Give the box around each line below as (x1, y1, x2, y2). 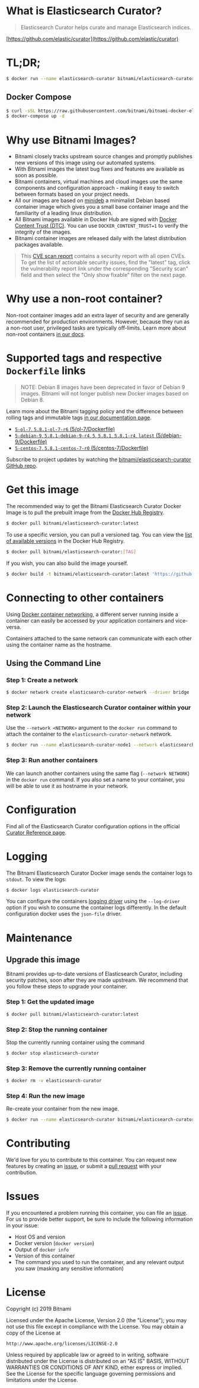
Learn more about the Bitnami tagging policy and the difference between (6, 408, 184, 415)
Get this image (6, 483, 79, 496)
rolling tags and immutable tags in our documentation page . (6, 414, 152, 422)
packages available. (14, 241, 64, 248)
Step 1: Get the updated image (6, 998, 95, 1006)
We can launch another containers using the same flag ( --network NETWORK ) (6, 770, 190, 777)
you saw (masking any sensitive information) (14, 1265, 124, 1272)
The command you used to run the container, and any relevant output (14, 1258, 185, 1265)
